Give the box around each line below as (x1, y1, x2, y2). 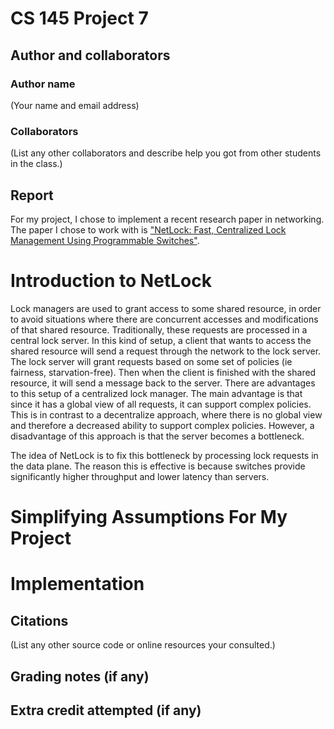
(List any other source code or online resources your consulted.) (10, 639, 276, 651)
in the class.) (10, 158, 63, 170)
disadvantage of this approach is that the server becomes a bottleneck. (10, 430, 305, 442)
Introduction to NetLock (10, 270, 212, 292)
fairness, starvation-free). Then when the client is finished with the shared (10, 366, 317, 378)
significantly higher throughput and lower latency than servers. (10, 470, 270, 482)
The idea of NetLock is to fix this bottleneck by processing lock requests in (10, 449, 319, 461)
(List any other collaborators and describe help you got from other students (10, 147, 322, 159)
